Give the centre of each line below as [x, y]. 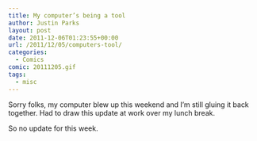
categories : [28, 52]
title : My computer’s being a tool [67, 15]
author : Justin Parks [44, 23]
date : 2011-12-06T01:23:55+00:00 [63, 38]
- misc [26, 82]
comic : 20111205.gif [42, 67]
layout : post [30, 30]
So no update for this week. [53, 128]
